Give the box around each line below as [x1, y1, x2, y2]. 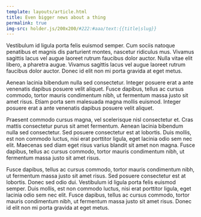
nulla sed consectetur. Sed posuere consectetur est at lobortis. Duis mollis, [6, 129, 192, 136]
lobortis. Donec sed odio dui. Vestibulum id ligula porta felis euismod [6, 179, 176, 186]
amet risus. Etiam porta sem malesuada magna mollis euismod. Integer [6, 98, 181, 106]
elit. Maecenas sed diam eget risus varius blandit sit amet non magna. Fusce [6, 141, 196, 149]
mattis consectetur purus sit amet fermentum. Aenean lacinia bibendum [6, 122, 184, 129]
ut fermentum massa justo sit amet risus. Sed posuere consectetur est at [6, 172, 186, 180]
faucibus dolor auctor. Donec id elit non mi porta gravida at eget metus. [6, 67, 183, 75]
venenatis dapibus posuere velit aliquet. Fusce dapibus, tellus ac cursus [6, 85, 184, 93]
